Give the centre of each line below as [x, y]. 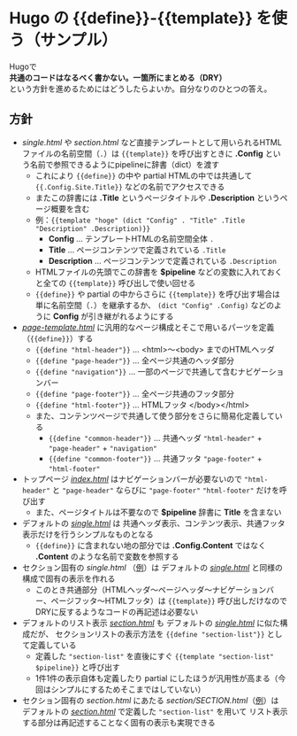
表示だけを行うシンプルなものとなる [88, 534]
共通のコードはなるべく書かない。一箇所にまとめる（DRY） [118, 77]
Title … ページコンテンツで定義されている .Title [137, 250]
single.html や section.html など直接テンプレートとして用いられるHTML [152, 142]
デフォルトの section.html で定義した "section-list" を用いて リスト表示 [155, 711]
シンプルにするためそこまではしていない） [128, 689]
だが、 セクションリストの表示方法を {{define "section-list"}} [147, 633]
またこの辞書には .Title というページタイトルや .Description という [157, 198]
